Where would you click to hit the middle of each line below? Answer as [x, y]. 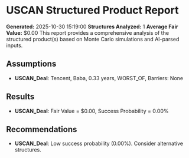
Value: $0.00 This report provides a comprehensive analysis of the [88, 32]
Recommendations [42, 129]
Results [20, 97]
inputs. [14, 45]
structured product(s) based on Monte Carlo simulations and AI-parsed [93, 39]
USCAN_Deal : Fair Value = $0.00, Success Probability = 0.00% [92, 111]
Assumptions [31, 64]
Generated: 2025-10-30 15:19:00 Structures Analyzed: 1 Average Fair [92, 27]
